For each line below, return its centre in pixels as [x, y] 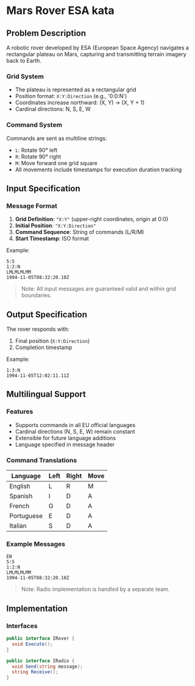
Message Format [32, 206]
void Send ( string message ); [48, 667]
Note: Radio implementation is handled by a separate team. [95, 589]
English [20, 486]
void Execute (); [32, 644]
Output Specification [47, 314]
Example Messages [36, 544]
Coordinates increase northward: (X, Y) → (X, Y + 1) [80, 103]
